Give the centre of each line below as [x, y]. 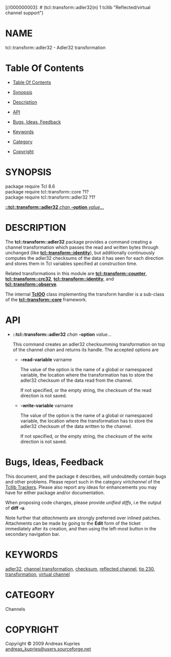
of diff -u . [16, 508]
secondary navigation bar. [33, 534]
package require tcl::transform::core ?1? [47, 191]
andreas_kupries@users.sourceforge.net [48, 649]
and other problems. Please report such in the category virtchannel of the [83, 481]
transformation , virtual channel [38, 574]
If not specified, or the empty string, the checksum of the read [86, 390]
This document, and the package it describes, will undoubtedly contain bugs [86, 476]
